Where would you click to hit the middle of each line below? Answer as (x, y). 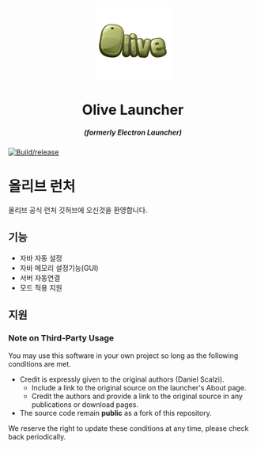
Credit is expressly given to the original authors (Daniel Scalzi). (122, 379)
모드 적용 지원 (41, 287)
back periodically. (37, 436)
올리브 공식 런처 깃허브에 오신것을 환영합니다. (78, 210)
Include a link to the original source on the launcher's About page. (139, 387)
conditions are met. (40, 363)
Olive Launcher (133, 110)
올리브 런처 (42, 186)
